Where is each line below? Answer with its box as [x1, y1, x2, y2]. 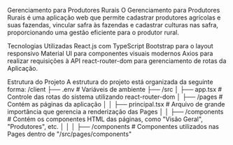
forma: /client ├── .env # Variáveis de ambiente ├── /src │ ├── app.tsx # [7, 85, 223, 93]
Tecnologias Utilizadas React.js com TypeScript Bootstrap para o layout [7, 42, 213, 50]
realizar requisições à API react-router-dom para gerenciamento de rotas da [7, 57, 227, 65]
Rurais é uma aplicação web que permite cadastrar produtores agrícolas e [7, 13, 221, 22]
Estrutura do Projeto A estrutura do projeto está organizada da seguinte [7, 78, 213, 86]
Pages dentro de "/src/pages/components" [7, 130, 132, 138]
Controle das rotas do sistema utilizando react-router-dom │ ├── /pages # [7, 92, 223, 101]
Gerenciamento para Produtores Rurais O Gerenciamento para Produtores [7, 6, 220, 14]
